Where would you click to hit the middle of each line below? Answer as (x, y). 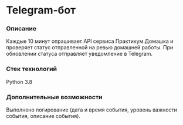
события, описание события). (43, 116)
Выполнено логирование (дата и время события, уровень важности (92, 110)
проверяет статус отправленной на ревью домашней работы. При (90, 48)
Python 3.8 (19, 82)
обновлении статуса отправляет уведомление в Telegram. (79, 54)
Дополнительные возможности (54, 97)
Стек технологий (32, 69)
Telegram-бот (41, 10)
